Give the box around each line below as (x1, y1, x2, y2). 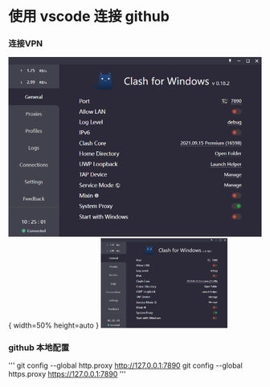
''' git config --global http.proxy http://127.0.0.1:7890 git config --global (8, 361, 243, 370)
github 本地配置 (8, 342, 70, 353)
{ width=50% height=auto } (8, 320, 99, 330)
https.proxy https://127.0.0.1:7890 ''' (8, 369, 126, 379)
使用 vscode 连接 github (8, 7, 170, 26)
